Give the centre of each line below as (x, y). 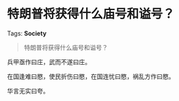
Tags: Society (27, 33)
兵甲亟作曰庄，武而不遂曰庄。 (49, 61)
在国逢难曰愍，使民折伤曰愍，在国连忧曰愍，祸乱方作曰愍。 (91, 76)
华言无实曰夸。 (28, 91)
